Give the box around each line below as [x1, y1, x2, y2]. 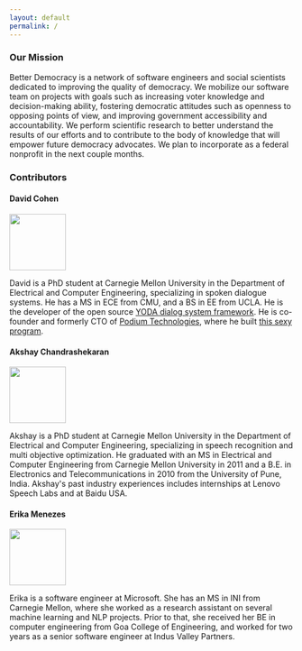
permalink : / [9, 22, 59, 31]
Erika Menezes [9, 509, 66, 519]
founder [9, 316, 39, 326]
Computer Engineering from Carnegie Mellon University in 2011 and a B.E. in [9, 459, 292, 470]
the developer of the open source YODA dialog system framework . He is [9, 306, 278, 316]
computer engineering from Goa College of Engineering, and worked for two [9, 621, 293, 632]
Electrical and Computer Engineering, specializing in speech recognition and [9, 440, 294, 451]
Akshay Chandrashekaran [9, 346, 110, 357]
